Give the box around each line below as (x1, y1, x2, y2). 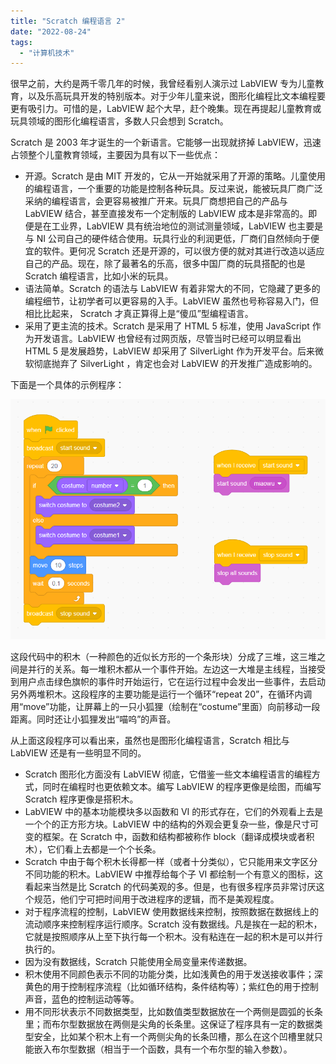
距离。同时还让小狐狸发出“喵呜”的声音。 (10, 713, 177, 725)
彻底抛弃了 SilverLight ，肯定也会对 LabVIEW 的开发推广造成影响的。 (33, 358, 318, 370)
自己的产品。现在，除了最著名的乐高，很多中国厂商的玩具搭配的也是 (24, 258, 306, 270)
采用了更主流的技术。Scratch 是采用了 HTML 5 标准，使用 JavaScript (24, 320, 310, 332)
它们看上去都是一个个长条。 (46, 843, 162, 855)
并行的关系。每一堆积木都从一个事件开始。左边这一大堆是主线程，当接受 (27, 663, 326, 675)
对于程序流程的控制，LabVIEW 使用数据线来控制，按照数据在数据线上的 (24, 905, 320, 917)
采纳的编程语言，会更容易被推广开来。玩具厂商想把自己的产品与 (24, 195, 288, 207)
